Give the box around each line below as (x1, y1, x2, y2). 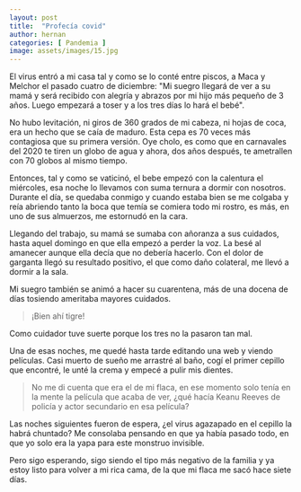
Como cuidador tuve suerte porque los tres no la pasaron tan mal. (9, 329, 253, 339)
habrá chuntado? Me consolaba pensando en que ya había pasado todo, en (9, 428, 289, 439)
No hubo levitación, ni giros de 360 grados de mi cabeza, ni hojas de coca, (9, 118, 287, 128)
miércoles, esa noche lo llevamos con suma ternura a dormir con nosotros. (9, 182, 287, 193)
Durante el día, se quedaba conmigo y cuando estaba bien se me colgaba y (9, 192, 289, 203)
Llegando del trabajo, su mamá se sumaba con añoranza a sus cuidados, (9, 228, 280, 239)
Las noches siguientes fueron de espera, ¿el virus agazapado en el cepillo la (9, 418, 292, 429)
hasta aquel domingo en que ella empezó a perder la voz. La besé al (9, 238, 262, 249)
